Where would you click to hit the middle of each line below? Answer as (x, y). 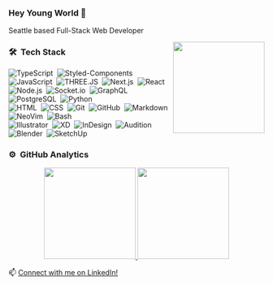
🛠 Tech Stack (37, 52)
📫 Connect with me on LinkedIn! (63, 272)
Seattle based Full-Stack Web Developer (76, 31)
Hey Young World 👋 (48, 13)
